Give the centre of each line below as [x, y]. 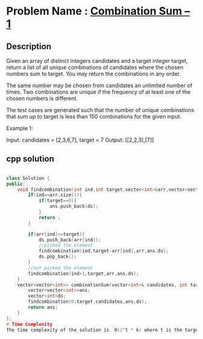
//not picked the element [61, 268]
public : [16, 184]
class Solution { [28, 178]
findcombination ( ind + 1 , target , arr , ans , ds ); [83, 274]
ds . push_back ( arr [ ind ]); [70, 240]
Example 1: [20, 128]
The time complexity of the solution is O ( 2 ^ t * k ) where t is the [94, 330]
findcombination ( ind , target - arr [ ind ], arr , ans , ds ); [104, 251]
